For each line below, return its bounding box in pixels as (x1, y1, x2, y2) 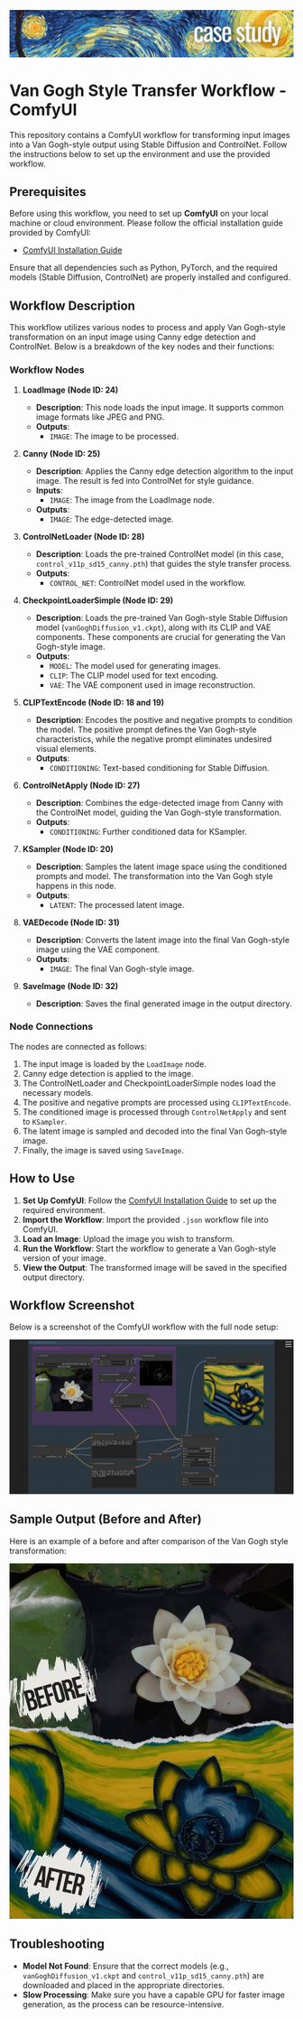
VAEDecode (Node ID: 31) (22, 917, 120, 928)
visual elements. (35, 743, 96, 754)
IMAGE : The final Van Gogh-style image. (49, 963, 195, 974)
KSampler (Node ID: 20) (22, 843, 115, 854)
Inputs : (35, 485, 63, 495)
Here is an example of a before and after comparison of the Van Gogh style (9, 1535, 289, 1546)
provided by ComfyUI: (9, 227, 92, 238)
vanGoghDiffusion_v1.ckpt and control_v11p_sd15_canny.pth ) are (22, 1969, 264, 1981)
